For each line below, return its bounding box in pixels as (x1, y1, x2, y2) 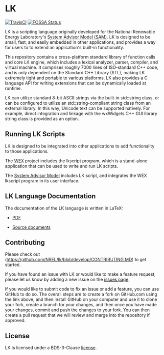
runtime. (5, 85, 22, 91)
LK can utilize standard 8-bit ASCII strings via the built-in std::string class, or (5, 94, 160, 101)
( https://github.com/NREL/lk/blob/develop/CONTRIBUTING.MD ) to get (5, 257, 147, 263)
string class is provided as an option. (5, 116, 79, 121)
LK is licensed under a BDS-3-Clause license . (5, 345, 97, 351)
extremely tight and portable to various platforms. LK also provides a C (5, 75, 148, 81)
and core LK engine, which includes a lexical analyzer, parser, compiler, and (5, 59, 158, 65)
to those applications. (5, 148, 49, 154)
